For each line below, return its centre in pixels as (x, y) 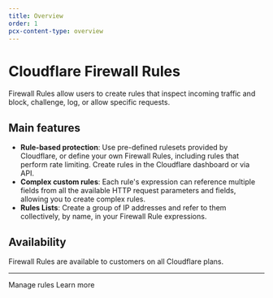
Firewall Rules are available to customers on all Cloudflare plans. (116, 261)
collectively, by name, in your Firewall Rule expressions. (113, 217)
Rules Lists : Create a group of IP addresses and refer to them (123, 208)
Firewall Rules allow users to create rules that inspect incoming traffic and (132, 93)
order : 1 (23, 24)
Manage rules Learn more (52, 284)
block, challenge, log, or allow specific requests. (89, 102)
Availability (37, 242)
